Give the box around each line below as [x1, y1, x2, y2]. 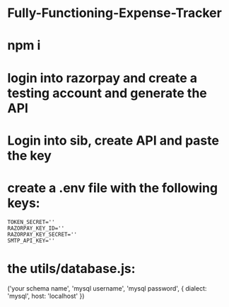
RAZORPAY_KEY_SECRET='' [7, 230, 78, 238]
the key [7, 147, 52, 164]
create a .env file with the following [7, 179, 218, 196]
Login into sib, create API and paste [7, 133, 219, 148]
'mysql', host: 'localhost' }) [7, 291, 85, 300]
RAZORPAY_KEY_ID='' [7, 225, 65, 232]
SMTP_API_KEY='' [7, 237, 55, 244]
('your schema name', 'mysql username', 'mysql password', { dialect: [7, 284, 207, 292]
